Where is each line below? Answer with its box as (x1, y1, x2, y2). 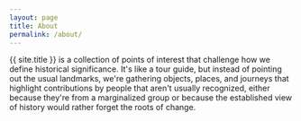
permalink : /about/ (9, 30, 83, 39)
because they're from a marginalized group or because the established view (9, 92, 293, 103)
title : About (9, 22, 59, 30)
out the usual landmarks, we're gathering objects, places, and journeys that (9, 73, 290, 84)
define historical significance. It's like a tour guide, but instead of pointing (9, 64, 282, 74)
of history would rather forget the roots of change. (9, 102, 196, 113)
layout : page (9, 13, 59, 22)
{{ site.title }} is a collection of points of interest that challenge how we (9, 55, 270, 65)
